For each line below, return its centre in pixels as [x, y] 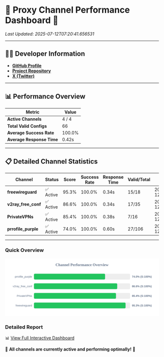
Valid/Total [139, 180]
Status [52, 180]
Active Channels [24, 119]
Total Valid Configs [27, 126]
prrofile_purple [23, 229]
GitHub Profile [27, 65]
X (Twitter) [23, 76]
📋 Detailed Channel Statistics [51, 161]
